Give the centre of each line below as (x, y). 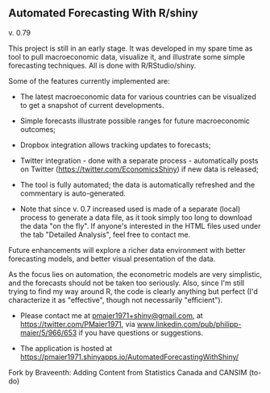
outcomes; (38, 129)
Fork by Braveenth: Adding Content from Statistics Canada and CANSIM (128, 372)
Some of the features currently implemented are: (89, 81)
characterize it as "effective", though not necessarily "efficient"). (116, 300)
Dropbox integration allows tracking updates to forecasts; (115, 145)
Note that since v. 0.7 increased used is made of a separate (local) (130, 209)
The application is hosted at (66, 348)
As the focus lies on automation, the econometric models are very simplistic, (135, 274)
